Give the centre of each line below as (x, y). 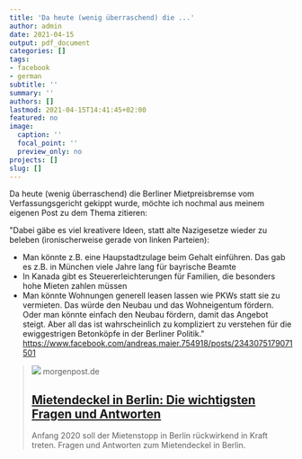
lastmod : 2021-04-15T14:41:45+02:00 (78, 110)
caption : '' (40, 135)
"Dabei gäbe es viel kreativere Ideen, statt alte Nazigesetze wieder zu (138, 230)
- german (26, 76)
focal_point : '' (48, 143)
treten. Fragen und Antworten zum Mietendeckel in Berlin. (138, 445)
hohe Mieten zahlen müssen (75, 286)
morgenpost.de (71, 372)
